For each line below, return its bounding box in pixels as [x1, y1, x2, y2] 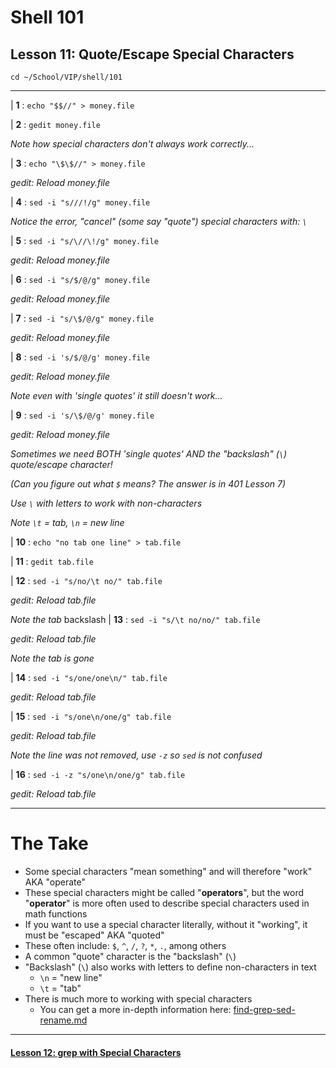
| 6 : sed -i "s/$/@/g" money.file [10, 274, 150, 285]
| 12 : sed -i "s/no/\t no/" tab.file [10, 575, 163, 586]
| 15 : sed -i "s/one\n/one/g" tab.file [10, 711, 172, 722]
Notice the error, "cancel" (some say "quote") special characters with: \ [10, 216, 308, 227]
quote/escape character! [10, 459, 113, 470]
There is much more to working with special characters [24, 992, 253, 1005]
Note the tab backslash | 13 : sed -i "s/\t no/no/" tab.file [10, 614, 261, 625]
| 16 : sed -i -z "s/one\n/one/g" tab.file [10, 769, 186, 780]
